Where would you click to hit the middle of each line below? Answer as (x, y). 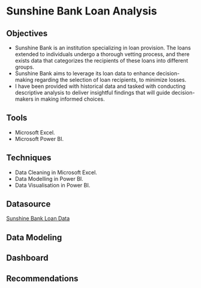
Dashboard (27, 258)
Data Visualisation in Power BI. (52, 185)
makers (24, 99)
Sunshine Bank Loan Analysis (82, 11)
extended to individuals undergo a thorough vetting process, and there (102, 54)
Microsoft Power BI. (39, 139)
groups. (25, 67)
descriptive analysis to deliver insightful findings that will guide (92, 92)
